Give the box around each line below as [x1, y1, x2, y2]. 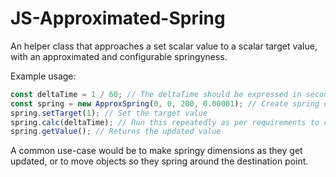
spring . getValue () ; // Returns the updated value [10, 127, 222, 137]
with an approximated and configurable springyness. [10, 50, 228, 62]
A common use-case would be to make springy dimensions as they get [10, 145, 303, 157]
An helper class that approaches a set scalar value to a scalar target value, [10, 40, 318, 52]
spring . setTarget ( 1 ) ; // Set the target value [10, 108, 208, 118]
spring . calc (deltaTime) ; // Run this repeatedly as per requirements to [10, 117, 320, 127]
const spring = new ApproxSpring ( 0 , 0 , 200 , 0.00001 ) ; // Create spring [10, 98, 320, 109]
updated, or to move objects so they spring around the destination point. [10, 155, 309, 167]
